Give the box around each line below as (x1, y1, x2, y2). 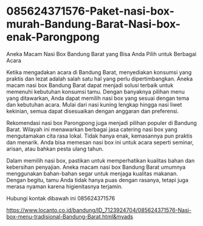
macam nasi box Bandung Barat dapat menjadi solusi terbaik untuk (6, 81, 174, 89)
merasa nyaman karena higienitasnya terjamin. (6, 183, 123, 190)
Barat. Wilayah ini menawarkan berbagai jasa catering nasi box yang (6, 125, 177, 133)
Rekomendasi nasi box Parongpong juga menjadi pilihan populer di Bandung (6, 119, 197, 126)
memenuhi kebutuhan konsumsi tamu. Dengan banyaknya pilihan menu (6, 88, 185, 95)
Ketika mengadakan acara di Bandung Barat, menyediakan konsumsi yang (6, 68, 192, 76)
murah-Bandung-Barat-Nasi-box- (6, 17, 181, 31)
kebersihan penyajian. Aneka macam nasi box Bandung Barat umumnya (6, 163, 186, 171)
